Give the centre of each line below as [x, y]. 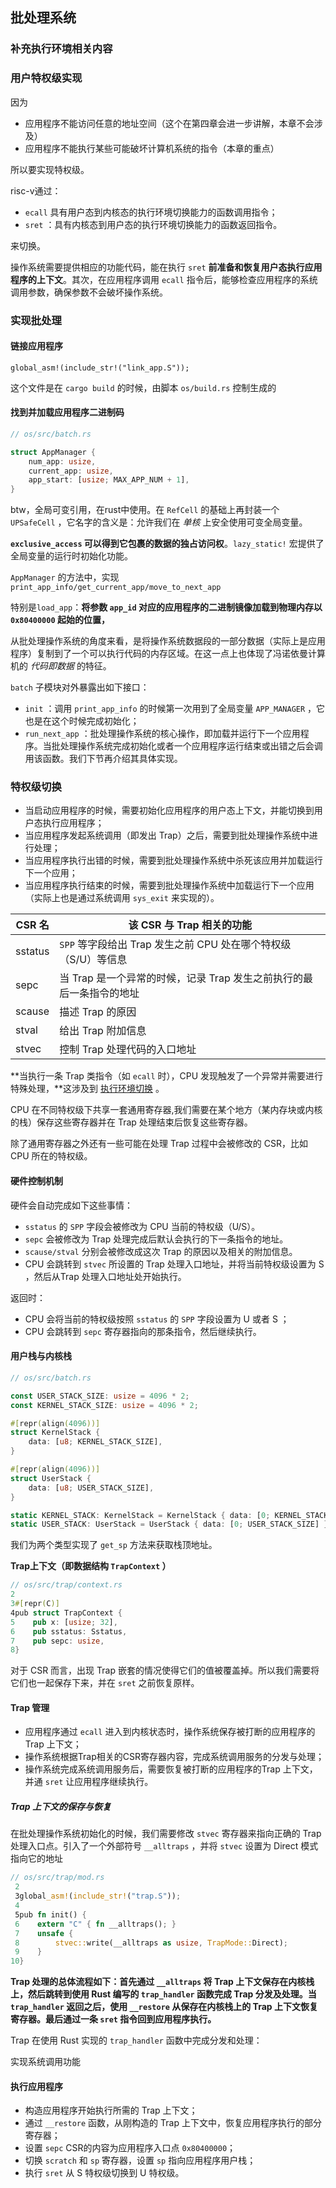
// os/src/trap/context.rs [66, 1585]
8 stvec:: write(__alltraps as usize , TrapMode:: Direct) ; [151, 1943]
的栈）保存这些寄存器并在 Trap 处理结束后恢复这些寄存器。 [131, 1122]
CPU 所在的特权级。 [51, 1156]
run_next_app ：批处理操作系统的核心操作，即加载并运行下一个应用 [162, 734]
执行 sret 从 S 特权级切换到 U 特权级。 [104, 2173]
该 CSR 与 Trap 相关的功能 [190, 925]
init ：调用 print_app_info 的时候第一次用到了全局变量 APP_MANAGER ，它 [175, 709]
